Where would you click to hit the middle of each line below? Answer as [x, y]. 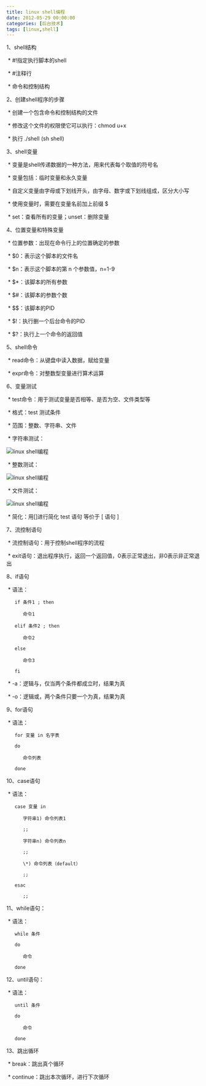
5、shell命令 [22, 347]
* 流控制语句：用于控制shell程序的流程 [56, 543]
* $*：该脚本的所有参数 [37, 282]
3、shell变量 [22, 152]
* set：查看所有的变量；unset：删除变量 [58, 217]
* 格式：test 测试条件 [34, 412]
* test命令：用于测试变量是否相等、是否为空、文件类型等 [79, 399]
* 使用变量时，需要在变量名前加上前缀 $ [58, 204]
